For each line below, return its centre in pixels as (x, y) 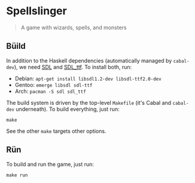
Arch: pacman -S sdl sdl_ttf (51, 91)
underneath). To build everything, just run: (68, 109)
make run (17, 175)
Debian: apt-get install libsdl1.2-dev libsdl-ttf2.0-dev (88, 78)
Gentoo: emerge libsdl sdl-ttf (54, 85)
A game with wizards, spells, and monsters (74, 27)
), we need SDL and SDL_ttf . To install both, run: (73, 67)
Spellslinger (36, 11)
